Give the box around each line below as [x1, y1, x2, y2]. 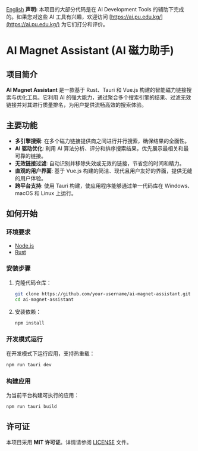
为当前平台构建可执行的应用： [6, 391, 79, 399]
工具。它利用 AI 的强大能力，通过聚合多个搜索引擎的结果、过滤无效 [26, 94, 191, 101]
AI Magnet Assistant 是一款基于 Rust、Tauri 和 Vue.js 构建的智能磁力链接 [6, 87, 187, 93]
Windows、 [164, 182, 193, 189]
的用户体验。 [14, 174, 46, 181]
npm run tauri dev [6, 362, 52, 367]
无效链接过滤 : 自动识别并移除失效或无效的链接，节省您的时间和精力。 [14, 159, 185, 166]
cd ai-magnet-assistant [14, 296, 74, 302]
